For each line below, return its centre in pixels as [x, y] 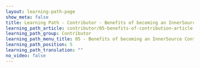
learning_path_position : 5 [39, 45]
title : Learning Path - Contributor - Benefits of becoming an [86, 22]
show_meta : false [27, 17]
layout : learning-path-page [41, 12]
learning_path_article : [35, 28]
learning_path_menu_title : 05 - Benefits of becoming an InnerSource [94, 39]
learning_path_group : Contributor [49, 34]
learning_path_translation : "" [44, 50]
